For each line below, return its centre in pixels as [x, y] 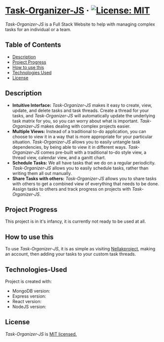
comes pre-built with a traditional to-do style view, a [94, 152]
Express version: [29, 296]
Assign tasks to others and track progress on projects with [72, 189]
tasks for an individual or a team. [38, 29]
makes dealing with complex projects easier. [86, 126]
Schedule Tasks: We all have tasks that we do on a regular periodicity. [84, 163]
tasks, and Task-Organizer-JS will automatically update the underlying [83, 115]
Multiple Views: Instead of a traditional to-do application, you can [79, 131]
